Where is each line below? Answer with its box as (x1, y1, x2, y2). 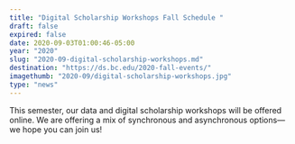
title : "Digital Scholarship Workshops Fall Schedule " (9, 13, 224, 22)
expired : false (9, 30, 67, 39)
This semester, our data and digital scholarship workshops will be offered (9, 104, 282, 115)
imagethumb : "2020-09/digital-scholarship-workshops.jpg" (9, 72, 232, 81)
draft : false (9, 22, 59, 31)
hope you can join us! (22, 123, 103, 135)
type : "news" (9, 80, 59, 89)
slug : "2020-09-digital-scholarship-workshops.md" (9, 55, 204, 64)
